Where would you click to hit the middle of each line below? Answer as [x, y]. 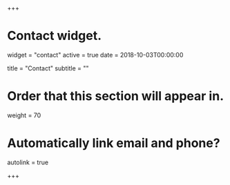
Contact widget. [55, 36]
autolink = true [28, 162]
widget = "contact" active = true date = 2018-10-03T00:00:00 [95, 55]
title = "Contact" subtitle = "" [48, 68]
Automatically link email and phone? [114, 143]
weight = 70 [24, 115]
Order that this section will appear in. [116, 96]
